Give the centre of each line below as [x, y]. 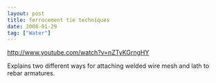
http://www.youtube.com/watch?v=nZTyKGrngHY [78, 53]
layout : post [26, 13]
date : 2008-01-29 [32, 26]
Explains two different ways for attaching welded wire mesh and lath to [108, 66]
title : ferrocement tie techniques [58, 20]
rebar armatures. [31, 73]
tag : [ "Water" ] [29, 33]
